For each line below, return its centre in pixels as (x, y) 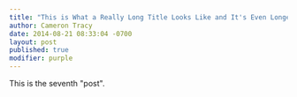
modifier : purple (41, 58)
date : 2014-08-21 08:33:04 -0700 (71, 34)
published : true (39, 50)
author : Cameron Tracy (51, 26)
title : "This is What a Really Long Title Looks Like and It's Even (138, 17)
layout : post (33, 42)
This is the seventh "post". (57, 83)
